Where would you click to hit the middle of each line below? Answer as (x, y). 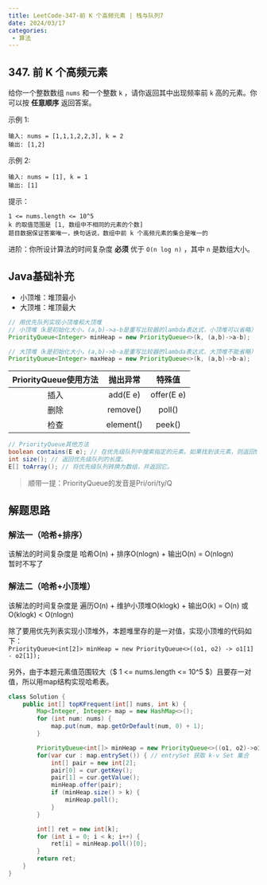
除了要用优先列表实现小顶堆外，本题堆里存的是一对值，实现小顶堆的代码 (126, 631)
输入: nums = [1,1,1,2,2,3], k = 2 (66, 136)
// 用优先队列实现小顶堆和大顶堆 (55, 322)
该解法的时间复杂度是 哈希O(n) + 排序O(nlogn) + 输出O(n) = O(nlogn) (121, 554)
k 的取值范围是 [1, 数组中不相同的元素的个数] (76, 225)
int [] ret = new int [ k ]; (78, 829)
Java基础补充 (41, 277)
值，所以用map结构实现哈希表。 (61, 681)
